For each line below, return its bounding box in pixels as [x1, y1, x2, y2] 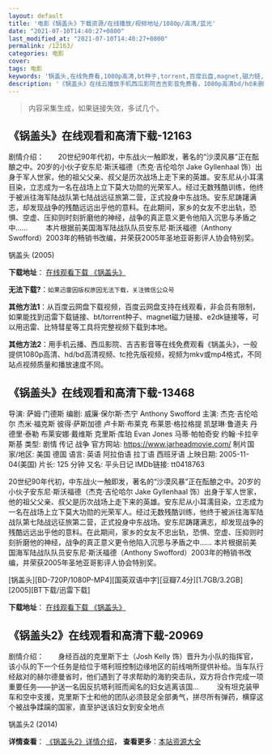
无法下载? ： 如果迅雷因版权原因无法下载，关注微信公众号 [8, 285, 175, 294]
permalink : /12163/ [8, 42, 74, 50]
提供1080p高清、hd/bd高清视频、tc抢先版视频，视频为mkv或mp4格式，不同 [8, 349, 261, 359]
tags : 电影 [8, 65, 43, 73]
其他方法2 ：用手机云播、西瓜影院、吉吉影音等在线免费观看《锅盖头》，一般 [8, 340, 257, 349]
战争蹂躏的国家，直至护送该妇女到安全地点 [22, 702, 164, 712]
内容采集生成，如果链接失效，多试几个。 [28, 103, 164, 113]
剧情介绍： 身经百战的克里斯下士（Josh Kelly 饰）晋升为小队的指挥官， [8, 651, 257, 661]
